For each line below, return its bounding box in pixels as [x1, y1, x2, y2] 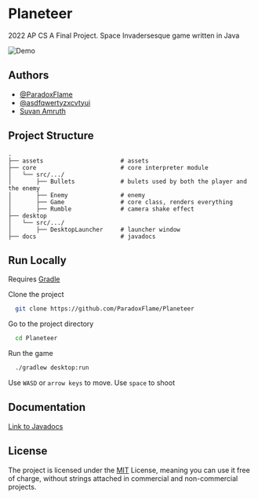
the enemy [8, 184, 41, 193]
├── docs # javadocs [8, 233, 156, 240]
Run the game [8, 349, 53, 358]
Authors [8, 68, 49, 83]
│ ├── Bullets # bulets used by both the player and [8, 178, 247, 185]
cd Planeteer [15, 335, 58, 343]
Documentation [8, 401, 86, 414]
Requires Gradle [8, 274, 60, 284]
